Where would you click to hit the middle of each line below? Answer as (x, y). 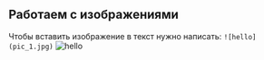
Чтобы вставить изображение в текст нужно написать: (115, 36)
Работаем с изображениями (93, 15)
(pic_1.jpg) (31, 47)
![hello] (240, 37)
